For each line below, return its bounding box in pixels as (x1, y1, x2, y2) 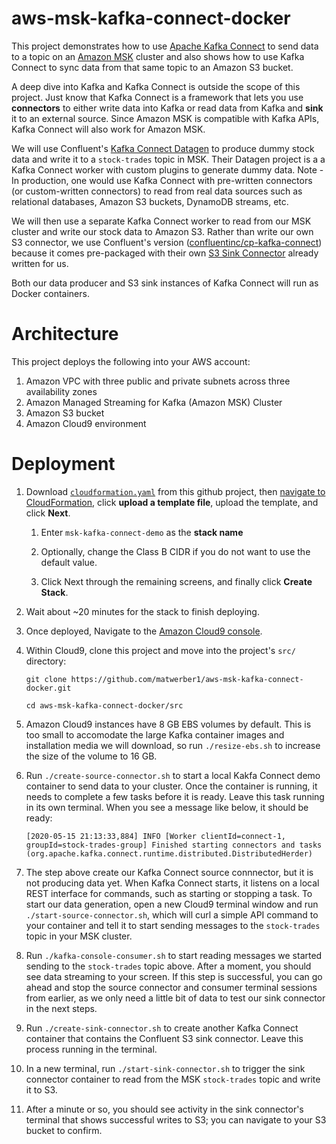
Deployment (11, 453, 116, 476)
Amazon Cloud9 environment (25, 417, 147, 429)
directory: (25, 655, 67, 667)
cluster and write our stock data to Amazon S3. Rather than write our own (11, 225, 314, 237)
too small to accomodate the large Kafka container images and (25, 728, 285, 741)
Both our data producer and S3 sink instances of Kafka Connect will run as (11, 277, 319, 289)
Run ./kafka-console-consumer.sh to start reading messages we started (25, 949, 323, 961)
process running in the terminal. (25, 1043, 158, 1055)
